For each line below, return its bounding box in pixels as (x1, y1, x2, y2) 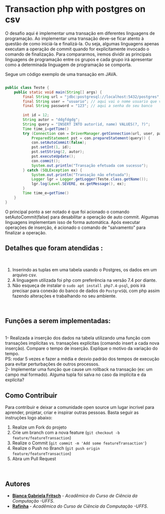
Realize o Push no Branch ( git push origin (12, 445, 100, 451)
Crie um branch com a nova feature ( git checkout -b (12, 430, 120, 436)
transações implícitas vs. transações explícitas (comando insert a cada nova (5, 340, 160, 346)
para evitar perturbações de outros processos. (5, 361, 100, 367)
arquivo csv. (12, 272, 37, 278)
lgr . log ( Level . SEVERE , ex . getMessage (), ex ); (31, 182, 126, 186)
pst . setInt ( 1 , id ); (31, 145, 71, 150)
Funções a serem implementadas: (5, 317, 111, 325)
